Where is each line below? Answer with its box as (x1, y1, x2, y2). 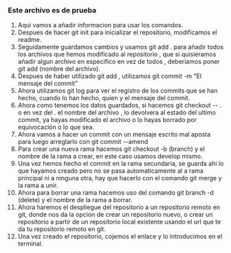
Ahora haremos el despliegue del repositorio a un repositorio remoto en (17, 203, 221, 211)
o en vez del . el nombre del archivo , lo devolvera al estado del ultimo (17, 108, 216, 117)
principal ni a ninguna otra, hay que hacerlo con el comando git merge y (17, 174, 222, 182)
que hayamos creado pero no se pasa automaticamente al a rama (17, 167, 203, 175)
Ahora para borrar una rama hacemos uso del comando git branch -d (17, 189, 214, 197)
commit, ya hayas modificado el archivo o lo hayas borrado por (17, 116, 197, 124)
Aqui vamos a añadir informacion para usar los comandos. (17, 21, 184, 29)
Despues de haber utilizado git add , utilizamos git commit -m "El (17, 72, 202, 80)
